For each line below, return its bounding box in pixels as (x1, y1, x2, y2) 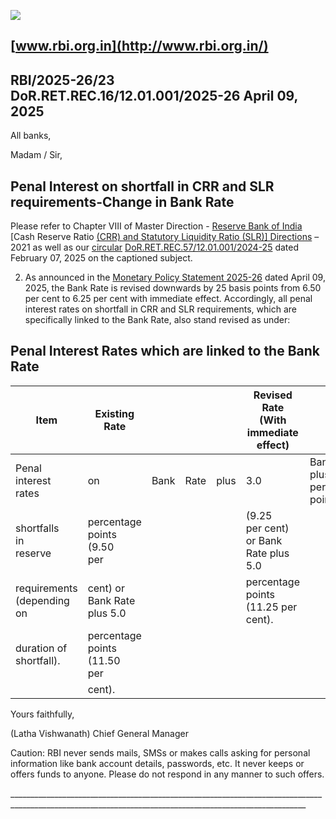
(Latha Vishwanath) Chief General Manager (10, 727, 189, 739)
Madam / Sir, (10, 149, 63, 161)
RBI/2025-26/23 (10, 71, 115, 89)
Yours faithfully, (10, 708, 75, 720)
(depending (15, 593, 70, 607)
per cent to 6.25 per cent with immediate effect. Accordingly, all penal (24, 293, 313, 305)
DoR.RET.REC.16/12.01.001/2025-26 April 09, (10, 87, 298, 104)
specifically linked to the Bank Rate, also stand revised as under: (24, 314, 291, 326)
